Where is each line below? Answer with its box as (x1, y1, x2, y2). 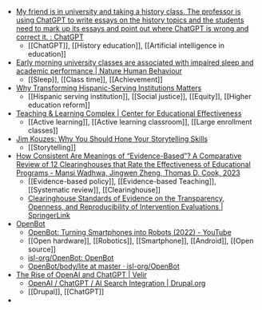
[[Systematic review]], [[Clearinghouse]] (27, 185, 161, 194)
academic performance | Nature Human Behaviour (15, 66, 182, 75)
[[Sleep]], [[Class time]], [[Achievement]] (27, 75, 163, 84)
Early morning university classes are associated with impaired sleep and (15, 58, 254, 67)
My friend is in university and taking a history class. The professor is (15, 7, 241, 16)
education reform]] (27, 100, 90, 109)
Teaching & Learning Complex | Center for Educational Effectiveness (15, 109, 242, 118)
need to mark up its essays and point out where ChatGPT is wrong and (15, 24, 249, 33)
